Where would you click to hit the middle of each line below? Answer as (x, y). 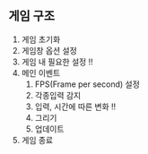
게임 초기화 (41, 39)
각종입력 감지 (58, 95)
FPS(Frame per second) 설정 (87, 84)
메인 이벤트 (41, 73)
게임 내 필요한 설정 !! (57, 62)
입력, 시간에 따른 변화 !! (75, 107)
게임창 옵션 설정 (49, 50)
